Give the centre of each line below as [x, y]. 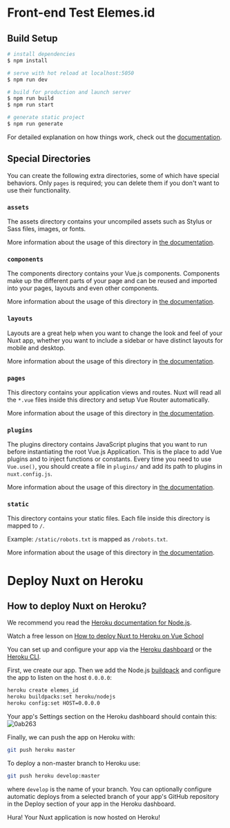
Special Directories [49, 159]
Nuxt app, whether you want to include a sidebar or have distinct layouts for [115, 340]
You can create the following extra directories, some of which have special [113, 175]
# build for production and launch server [69, 92]
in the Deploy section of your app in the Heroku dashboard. [92, 804]
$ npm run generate [35, 124]
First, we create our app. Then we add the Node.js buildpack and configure [114, 670]
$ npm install [28, 60]
